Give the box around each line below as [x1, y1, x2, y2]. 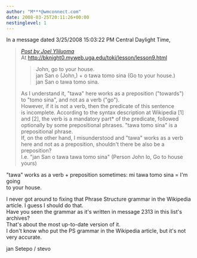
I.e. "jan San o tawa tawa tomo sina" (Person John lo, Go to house [20, 153, 183, 161]
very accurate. [6, 234, 42, 241]
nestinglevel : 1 [6, 20, 47, 26]
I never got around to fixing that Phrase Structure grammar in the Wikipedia [6, 195, 191, 203]
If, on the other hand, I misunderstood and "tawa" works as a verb [20, 134, 183, 142]
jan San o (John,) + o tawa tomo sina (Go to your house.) [35, 72, 176, 79]
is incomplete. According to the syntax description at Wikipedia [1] [20, 109, 184, 116]
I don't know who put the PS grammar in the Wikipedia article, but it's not [6, 228, 186, 235]
